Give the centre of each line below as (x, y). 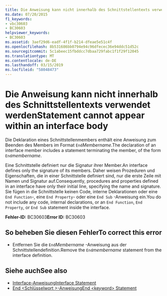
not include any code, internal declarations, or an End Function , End (74, 202)
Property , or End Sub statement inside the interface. (58, 207)
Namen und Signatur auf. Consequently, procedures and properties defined (82, 181)
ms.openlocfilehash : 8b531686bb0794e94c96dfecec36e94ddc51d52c (72, 47)
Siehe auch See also (36, 271)
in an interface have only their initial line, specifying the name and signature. (83, 186)
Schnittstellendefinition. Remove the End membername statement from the (87, 250)
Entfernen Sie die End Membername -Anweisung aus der (69, 244)
